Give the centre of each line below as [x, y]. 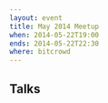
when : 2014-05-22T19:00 [54, 35]
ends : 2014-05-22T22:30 [54, 43]
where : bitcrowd [40, 52]
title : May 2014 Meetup [54, 26]
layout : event [36, 18]
